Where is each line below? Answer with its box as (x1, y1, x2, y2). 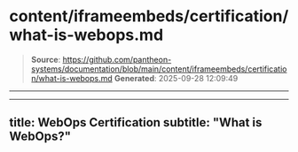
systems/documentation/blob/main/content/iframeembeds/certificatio (30, 64, 287, 74)
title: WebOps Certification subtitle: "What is (9, 115, 263, 130)
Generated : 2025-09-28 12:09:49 (114, 72, 239, 83)
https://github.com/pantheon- (62, 54, 172, 65)
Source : (30, 54, 61, 65)
